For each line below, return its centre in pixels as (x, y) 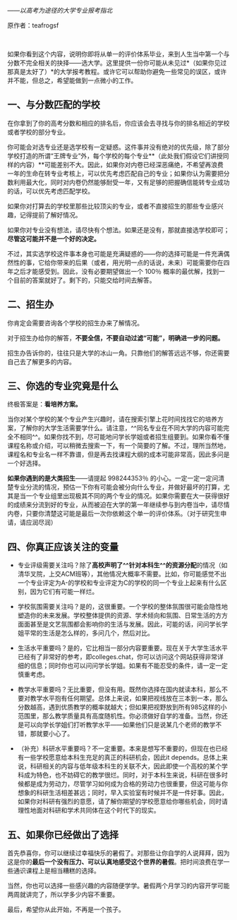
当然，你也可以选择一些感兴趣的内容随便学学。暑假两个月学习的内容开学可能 (119, 886)
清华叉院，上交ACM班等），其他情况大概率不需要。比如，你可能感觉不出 (122, 574)
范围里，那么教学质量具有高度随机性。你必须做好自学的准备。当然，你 (120, 716)
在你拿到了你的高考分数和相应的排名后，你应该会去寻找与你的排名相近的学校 (119, 123)
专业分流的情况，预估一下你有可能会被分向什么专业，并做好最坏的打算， (118, 487)
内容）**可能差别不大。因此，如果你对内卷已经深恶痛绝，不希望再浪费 (122, 164)
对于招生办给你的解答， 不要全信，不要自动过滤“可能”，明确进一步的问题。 (116, 338)
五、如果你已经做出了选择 (63, 835)
